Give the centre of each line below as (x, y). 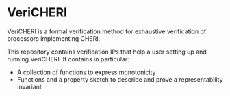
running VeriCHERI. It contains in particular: (68, 59)
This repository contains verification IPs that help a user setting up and (107, 52)
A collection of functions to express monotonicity (86, 72)
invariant (29, 86)
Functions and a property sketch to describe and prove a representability (120, 79)
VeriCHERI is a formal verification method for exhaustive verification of (107, 31)
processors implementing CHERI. (54, 38)
